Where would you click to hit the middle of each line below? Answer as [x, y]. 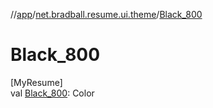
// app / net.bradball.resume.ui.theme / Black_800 [106, 14]
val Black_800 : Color [52, 93]
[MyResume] [36, 82]
